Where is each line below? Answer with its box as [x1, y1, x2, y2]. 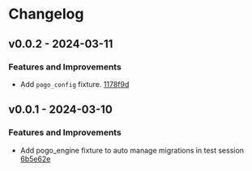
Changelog [8, 5, 84, 23]
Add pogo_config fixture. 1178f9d [19, 79, 130, 89]
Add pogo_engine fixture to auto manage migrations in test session [19, 145, 245, 155]
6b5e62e [19, 154, 51, 164]
